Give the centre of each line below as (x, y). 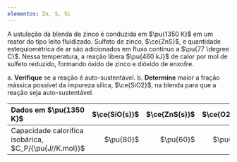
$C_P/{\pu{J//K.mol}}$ (48, 148)
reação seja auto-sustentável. (50, 92)
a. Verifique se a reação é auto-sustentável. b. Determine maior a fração (114, 77)
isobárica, (27, 139)
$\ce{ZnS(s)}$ (170, 114)
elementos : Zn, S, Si (39, 14)
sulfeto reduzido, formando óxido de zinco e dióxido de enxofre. (101, 63)
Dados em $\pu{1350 (48, 110)
